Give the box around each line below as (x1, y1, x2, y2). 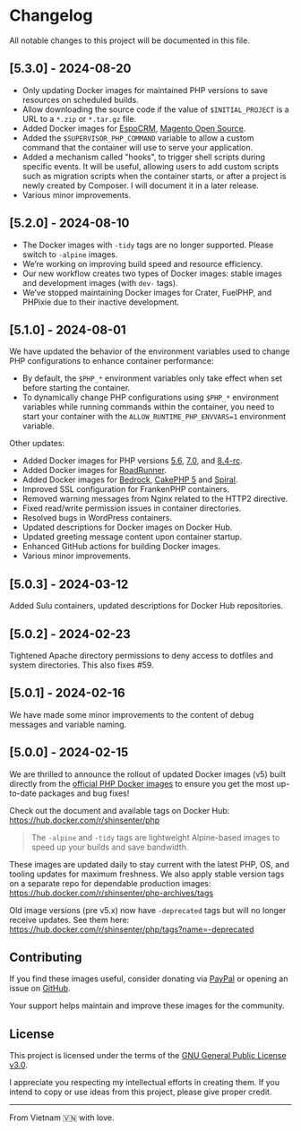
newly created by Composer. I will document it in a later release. (21, 180, 260, 191)
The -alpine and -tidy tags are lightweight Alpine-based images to (30, 832, 280, 842)
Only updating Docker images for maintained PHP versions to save (21, 84, 269, 95)
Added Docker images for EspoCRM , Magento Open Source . (21, 123, 246, 134)
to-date (9, 788, 38, 799)
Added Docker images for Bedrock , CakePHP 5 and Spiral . (21, 474, 238, 485)
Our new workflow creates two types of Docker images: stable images (21, 268, 282, 279)
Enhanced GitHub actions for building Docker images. (21, 541, 221, 552)
